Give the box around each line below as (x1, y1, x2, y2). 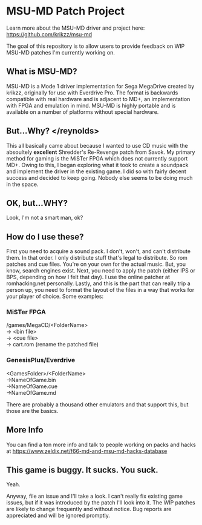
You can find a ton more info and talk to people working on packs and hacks (6, 441, 197, 448)
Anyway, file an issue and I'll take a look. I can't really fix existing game (6, 492, 183, 500)
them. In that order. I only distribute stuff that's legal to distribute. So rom (6, 254, 187, 262)
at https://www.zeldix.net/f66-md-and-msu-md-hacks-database (6, 447, 168, 455)
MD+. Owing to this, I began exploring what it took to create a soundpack (6, 161, 189, 168)
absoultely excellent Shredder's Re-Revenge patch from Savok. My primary (6, 148, 195, 156)
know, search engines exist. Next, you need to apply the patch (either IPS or (6, 267, 195, 274)
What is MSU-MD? (6, 67, 77, 77)
